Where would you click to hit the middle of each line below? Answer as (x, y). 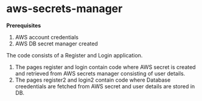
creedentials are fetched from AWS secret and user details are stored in (105, 86)
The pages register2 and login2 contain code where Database (93, 80)
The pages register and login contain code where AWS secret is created (105, 67)
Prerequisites (24, 25)
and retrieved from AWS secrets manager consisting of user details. (100, 73)
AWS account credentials (47, 37)
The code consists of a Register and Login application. (75, 55)
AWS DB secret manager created (57, 44)
